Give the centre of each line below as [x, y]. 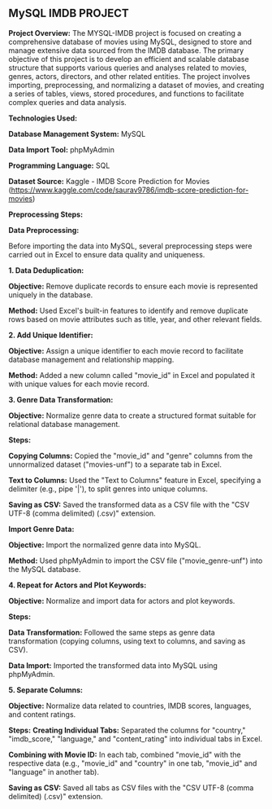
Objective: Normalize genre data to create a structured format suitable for [132, 415]
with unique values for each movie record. [79, 384]
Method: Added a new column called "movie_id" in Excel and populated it [132, 375]
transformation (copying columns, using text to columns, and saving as [127, 641]
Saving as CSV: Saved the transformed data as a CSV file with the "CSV [129, 504]
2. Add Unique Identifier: [51, 335]
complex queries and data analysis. [68, 102]
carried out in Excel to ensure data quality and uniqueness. [107, 254]
